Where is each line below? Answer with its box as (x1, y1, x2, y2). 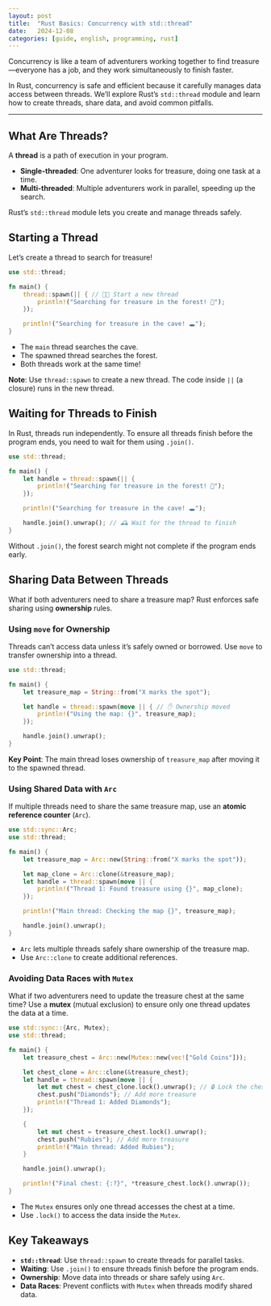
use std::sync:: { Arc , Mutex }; (8, 1024, 110, 1032)
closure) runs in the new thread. (8, 383, 115, 393)
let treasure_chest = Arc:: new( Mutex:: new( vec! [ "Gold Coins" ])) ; (23, 1053, 248, 1062)
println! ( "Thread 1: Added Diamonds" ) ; (37, 1098, 172, 1106)
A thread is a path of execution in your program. (8, 150, 169, 160)
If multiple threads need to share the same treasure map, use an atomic (8, 801, 247, 811)
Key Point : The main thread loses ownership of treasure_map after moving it (8, 754, 260, 764)
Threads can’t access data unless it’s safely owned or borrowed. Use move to (8, 641, 263, 651)
